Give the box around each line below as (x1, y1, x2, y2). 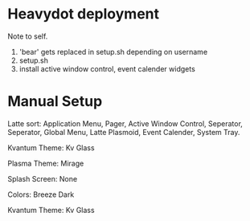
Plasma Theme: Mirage (7, 158, 84, 168)
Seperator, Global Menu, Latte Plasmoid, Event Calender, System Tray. (7, 127, 240, 137)
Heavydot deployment (7, 5, 160, 23)
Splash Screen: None (7, 174, 78, 183)
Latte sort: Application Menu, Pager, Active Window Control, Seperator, (7, 118, 243, 129)
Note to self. (7, 31, 48, 41)
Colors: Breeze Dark (7, 190, 75, 199)
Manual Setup (7, 92, 103, 111)
